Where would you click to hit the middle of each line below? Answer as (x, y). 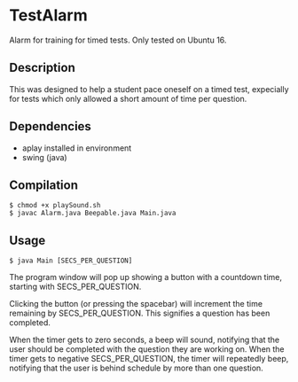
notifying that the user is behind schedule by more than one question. (136, 368)
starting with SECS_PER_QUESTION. (75, 287)
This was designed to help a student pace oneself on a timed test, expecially (149, 89)
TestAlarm (49, 16)
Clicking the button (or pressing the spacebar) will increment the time (136, 304)
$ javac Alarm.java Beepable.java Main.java (93, 214)
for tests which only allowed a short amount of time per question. (128, 98)
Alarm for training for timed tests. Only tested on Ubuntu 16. (118, 40)
